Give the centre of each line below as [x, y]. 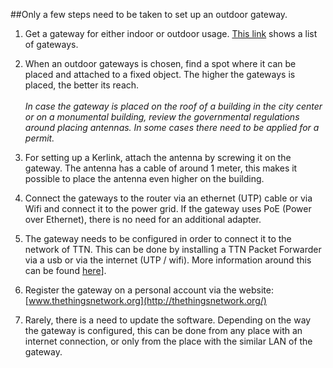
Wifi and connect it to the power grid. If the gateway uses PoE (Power [168, 208]
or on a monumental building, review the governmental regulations [162, 117]
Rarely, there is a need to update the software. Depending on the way [168, 320]
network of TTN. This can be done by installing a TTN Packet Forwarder [173, 249]
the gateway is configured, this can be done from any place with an [163, 330]
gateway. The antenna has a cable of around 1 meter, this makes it [161, 168]
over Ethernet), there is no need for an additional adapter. [143, 219]
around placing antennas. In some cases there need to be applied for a [172, 127]
